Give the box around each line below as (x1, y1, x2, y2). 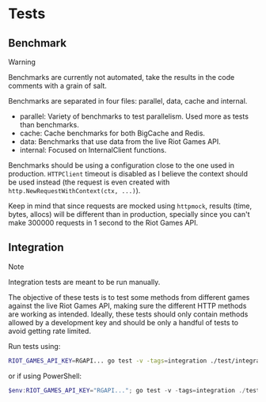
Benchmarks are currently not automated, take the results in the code (8, 73, 235, 82)
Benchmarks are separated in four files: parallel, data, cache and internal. (8, 97, 248, 105)
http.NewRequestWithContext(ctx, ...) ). (8, 186, 141, 195)
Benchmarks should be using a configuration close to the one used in (8, 161, 235, 170)
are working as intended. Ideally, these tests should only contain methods (8, 309, 249, 319)
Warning (8, 57, 36, 66)
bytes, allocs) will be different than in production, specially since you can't (8, 210, 250, 218)
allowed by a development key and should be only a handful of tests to (8, 317, 239, 327)
